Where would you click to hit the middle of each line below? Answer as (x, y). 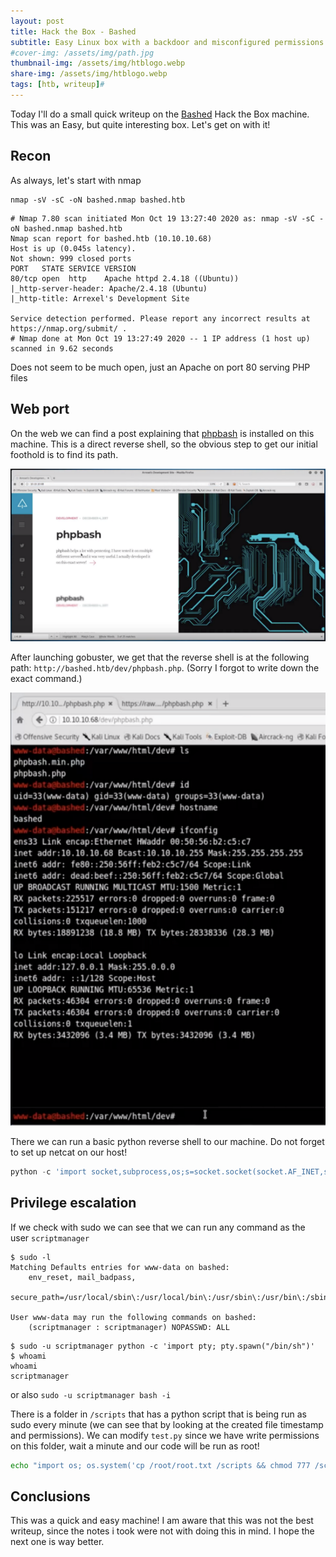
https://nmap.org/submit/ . (69, 328)
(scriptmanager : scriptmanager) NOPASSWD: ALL (129, 1327)
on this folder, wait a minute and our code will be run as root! (135, 1446)
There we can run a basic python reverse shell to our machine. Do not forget (167, 1141)
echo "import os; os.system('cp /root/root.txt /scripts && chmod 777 (160, 1465)
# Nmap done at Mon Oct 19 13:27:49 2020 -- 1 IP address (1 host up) (160, 338)
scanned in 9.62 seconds (62, 348)
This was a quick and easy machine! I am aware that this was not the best (162, 1521)
